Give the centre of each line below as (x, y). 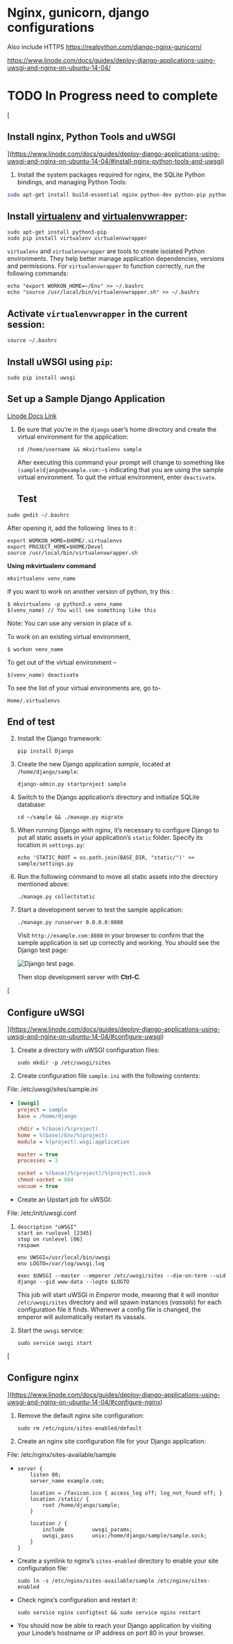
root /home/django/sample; (81, 1505)
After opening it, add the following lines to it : (72, 528)
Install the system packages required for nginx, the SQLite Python (111, 175)
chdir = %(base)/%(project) (58, 1129)
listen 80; (46, 1475)
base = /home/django (47, 1116)
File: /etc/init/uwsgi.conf (42, 1213)
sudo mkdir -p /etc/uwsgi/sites (64, 1063)
